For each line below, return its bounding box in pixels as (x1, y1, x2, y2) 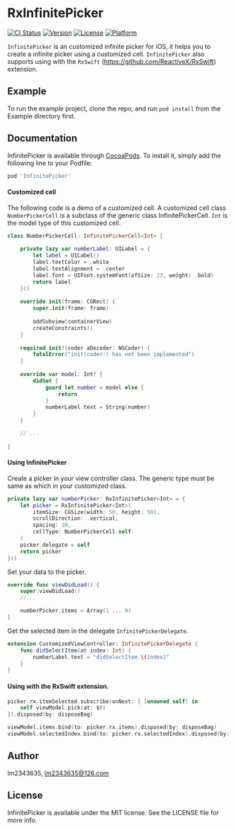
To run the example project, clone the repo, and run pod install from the (7, 104, 221, 113)
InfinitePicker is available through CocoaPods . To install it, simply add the (7, 151, 221, 160)
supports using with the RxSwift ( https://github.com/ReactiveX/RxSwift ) (7, 57, 216, 65)
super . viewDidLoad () (20, 587, 81, 595)
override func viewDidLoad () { (7, 581, 100, 588)
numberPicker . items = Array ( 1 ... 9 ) (20, 607, 132, 614)
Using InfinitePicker (7, 458, 67, 467)
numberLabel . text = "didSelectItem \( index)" (33, 653, 170, 660)
